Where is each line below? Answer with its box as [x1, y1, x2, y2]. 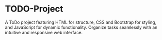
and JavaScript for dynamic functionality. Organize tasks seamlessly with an [5, 24, 158, 30]
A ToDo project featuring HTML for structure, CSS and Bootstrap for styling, [5, 19, 157, 25]
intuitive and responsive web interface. [5, 29, 83, 35]
